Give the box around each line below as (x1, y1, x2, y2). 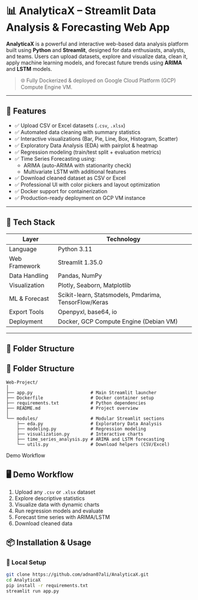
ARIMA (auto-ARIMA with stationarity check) (23, 161, 131, 168)
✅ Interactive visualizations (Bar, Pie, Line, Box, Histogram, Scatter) (14, 135, 179, 142)
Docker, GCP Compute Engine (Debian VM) (58, 317, 178, 325)
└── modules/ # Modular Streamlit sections (6, 416, 165, 421)
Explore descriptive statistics (14, 494, 85, 502)
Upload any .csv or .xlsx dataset (14, 488, 95, 495)
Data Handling (9, 271, 49, 280)
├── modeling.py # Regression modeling (16, 426, 146, 432)
